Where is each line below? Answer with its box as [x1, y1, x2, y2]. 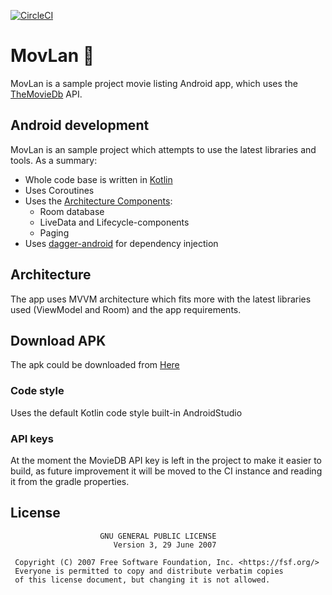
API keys [10, 431, 54, 445]
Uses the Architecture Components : [24, 195, 173, 207]
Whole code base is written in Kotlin [24, 173, 173, 185]
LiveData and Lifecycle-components [39, 216, 190, 228]
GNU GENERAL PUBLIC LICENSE [99, 531, 217, 541]
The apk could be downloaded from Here [10, 359, 180, 371]
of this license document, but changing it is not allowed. [14, 575, 271, 585]
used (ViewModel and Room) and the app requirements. [10, 303, 242, 315]
